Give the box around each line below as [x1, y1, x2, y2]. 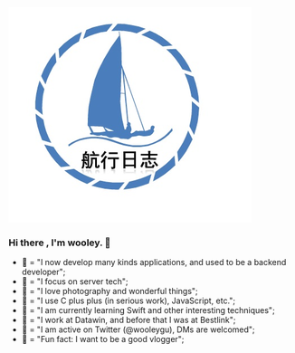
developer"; [21, 266, 66, 278]
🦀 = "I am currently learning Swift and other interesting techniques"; [21, 305, 275, 316]
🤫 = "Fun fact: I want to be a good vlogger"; [21, 334, 185, 345]
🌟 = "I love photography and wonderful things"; [21, 286, 198, 297]
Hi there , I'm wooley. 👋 [8, 236, 111, 249]
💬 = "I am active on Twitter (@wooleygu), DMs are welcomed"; [21, 324, 255, 335]
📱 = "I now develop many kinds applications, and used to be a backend [21, 257, 287, 268]
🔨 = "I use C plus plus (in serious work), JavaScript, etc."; [21, 295, 236, 306]
